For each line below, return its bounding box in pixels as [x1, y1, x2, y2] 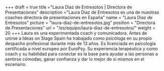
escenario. [5, 61, 27, 67]
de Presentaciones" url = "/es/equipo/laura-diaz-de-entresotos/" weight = [5, 25, 156, 31]
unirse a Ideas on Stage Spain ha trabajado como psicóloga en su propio [5, 35, 152, 41]
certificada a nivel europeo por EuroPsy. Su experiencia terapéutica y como [5, 46, 158, 51]
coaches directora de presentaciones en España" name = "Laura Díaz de [5, 15, 153, 20]
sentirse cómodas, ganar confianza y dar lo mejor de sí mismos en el [5, 56, 145, 62]
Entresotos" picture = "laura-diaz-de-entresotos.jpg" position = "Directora [5, 20, 156, 25]
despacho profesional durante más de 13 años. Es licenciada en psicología [5, 41, 156, 46]
